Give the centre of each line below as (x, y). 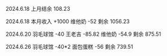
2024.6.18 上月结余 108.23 (38, 9)
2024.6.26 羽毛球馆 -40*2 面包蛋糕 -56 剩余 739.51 (69, 47)
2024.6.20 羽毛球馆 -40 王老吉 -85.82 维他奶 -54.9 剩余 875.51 (83, 34)
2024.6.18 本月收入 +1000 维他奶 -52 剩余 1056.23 (68, 21)
